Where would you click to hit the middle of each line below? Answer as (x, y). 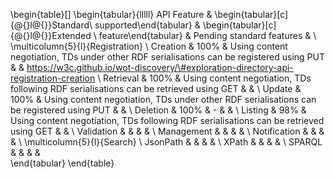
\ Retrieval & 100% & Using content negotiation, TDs (204, 78)
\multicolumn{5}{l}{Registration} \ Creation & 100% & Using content (149, 46)
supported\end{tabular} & (147, 25)
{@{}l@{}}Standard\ (51, 25)
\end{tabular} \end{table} (62, 163)
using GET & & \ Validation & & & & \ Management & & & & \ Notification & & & (167, 131)
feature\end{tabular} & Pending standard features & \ (207, 35)
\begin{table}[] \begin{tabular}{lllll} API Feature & (111, 14)
